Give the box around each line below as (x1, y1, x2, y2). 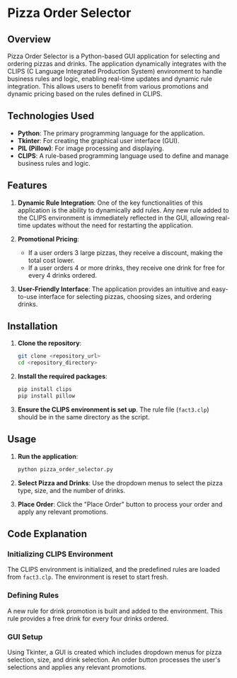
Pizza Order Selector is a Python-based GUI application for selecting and (7, 52, 221, 60)
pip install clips (17, 386, 72, 393)
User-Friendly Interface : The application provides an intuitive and (17, 285, 211, 293)
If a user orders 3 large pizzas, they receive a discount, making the (28, 248, 223, 256)
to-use (17, 292, 37, 300)
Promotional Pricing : (17, 235, 79, 243)
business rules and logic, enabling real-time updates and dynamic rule (7, 74, 212, 83)
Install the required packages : (17, 372, 108, 380)
